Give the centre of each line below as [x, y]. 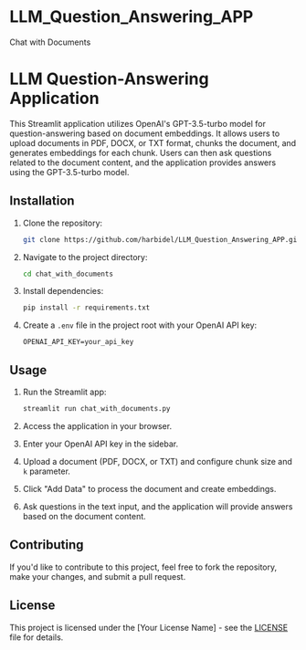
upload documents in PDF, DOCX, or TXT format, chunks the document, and [153, 142]
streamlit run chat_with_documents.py [96, 409]
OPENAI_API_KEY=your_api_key [78, 342]
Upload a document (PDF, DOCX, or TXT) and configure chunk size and [157, 461]
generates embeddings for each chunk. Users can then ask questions [141, 152]
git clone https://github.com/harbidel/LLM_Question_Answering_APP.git [162, 239]
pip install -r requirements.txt [86, 308]
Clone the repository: [63, 223]
